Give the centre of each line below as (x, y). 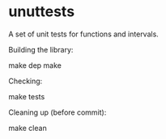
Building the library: (41, 49)
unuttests (42, 12)
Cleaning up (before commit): (57, 112)
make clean (28, 128)
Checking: (26, 81)
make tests (27, 96)
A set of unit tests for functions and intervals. (84, 34)
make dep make (35, 65)
